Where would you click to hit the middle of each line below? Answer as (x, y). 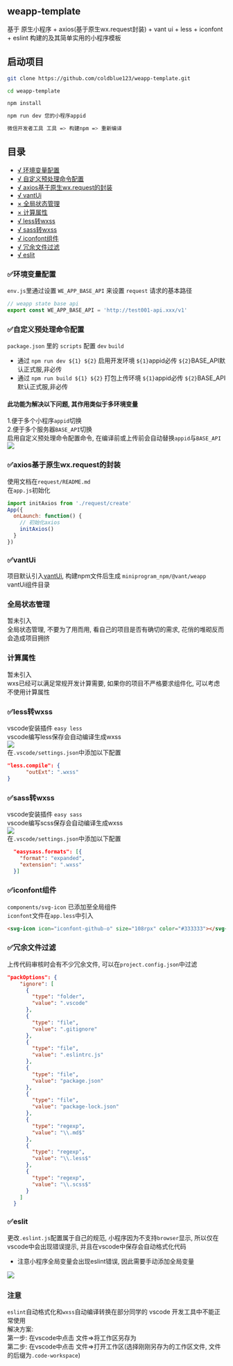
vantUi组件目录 (29, 585)
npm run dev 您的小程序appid (47, 116)
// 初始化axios (40, 523)
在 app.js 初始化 (29, 490)
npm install (24, 104)
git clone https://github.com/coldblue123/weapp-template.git (99, 78)
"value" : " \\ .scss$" (62, 1184)
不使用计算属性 (28, 692)
